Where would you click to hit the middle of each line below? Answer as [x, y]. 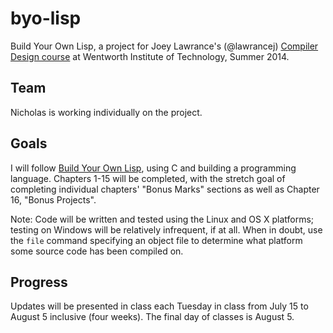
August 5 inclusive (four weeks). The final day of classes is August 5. [152, 317]
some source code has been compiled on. [97, 251]
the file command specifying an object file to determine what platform [156, 240]
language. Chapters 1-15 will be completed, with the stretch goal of [148, 178]
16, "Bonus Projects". [53, 199]
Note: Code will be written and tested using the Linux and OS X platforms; [162, 219]
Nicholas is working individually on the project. [106, 112]
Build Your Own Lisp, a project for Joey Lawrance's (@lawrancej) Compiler [164, 46]
